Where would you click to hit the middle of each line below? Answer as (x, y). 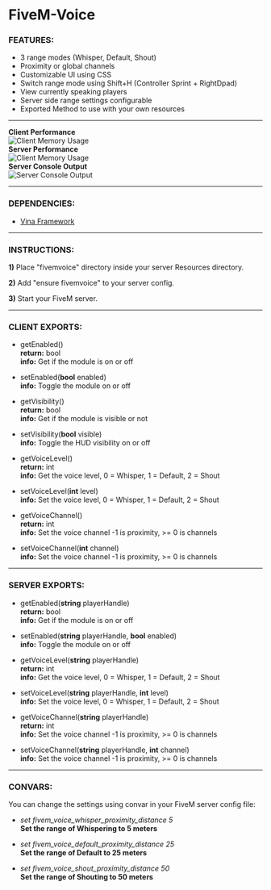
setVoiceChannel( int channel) (69, 548)
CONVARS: (31, 787)
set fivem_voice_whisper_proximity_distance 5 (96, 820)
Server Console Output (48, 166)
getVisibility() (42, 402)
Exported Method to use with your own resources (102, 109)
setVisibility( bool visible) (61, 434)
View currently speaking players (73, 92)
